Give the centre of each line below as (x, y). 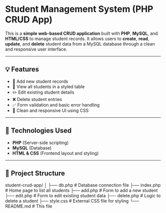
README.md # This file (29, 206)
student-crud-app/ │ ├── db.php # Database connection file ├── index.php (83, 185)
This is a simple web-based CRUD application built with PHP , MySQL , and (82, 33)
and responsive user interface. (36, 49)
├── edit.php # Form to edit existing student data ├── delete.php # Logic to (83, 196)
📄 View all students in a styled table (48, 86)
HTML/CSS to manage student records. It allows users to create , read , (77, 39)
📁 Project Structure (35, 173)
